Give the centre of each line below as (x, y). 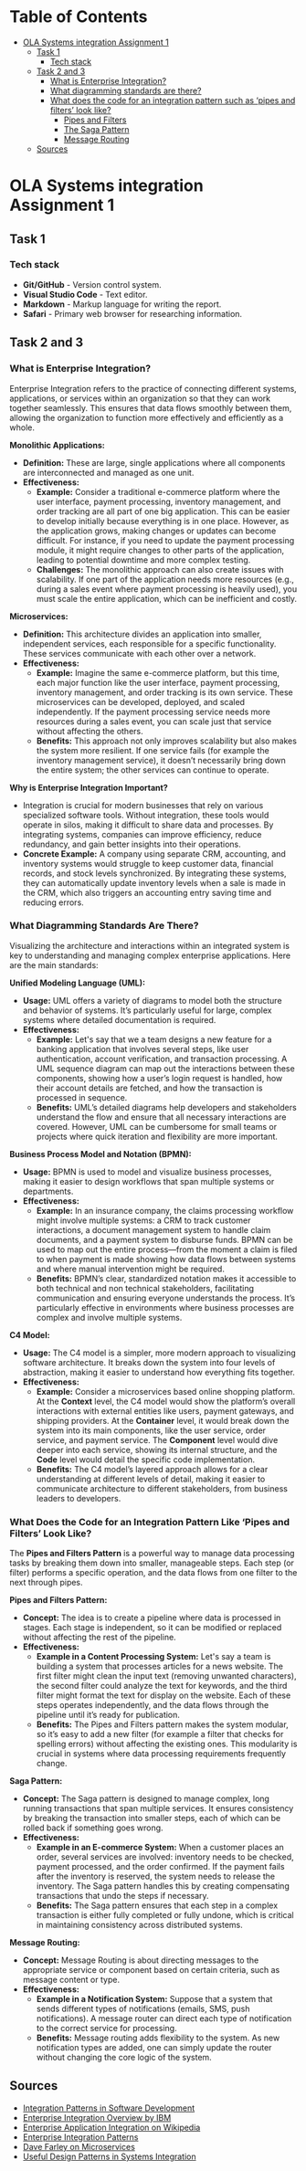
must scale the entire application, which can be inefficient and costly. (167, 598)
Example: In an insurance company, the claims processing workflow (165, 1210)
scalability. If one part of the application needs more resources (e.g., (165, 579)
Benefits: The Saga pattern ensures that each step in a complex (157, 1905)
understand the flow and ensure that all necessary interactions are (161, 1117)
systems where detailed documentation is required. (119, 1019)
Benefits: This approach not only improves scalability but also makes (166, 741)
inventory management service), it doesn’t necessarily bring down (161, 760)
